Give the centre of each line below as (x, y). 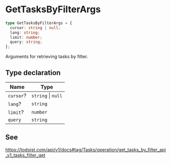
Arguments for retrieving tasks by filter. (47, 57)
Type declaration (33, 73)
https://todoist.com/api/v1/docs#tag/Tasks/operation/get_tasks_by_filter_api (85, 150)
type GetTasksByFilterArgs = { (39, 23)
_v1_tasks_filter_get (25, 155)
